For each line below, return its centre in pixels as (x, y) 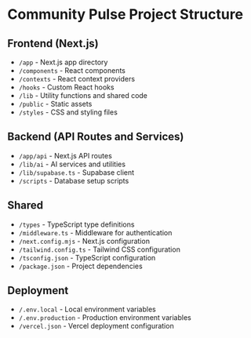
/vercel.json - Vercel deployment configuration (96, 326)
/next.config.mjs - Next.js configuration (84, 241)
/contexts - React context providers (76, 79)
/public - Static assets (55, 104)
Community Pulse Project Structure (125, 15)
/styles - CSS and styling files (68, 112)
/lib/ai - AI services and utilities (72, 164)
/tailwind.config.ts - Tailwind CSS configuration (100, 249)
